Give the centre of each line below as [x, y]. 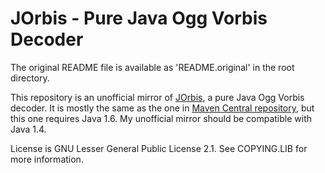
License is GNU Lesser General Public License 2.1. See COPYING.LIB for [159, 148]
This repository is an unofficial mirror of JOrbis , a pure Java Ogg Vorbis [157, 97]
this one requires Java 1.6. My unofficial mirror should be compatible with [161, 118]
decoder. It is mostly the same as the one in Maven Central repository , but [162, 108]
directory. [30, 78]
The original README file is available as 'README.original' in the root [152, 67]
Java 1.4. [28, 129]
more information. [47, 159]
